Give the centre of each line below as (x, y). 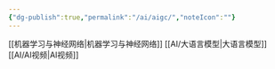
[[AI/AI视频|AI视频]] (44, 55)
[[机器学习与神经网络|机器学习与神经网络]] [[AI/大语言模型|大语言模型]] (138, 43)
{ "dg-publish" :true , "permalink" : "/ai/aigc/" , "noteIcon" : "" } (122, 17)
